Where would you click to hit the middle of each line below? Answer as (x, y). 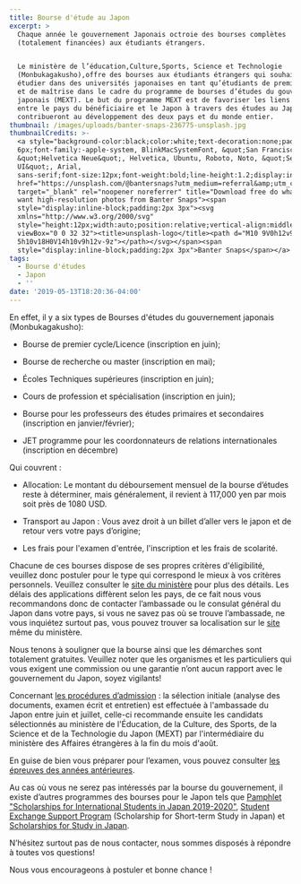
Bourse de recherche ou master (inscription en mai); (119, 361)
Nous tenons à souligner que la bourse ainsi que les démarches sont (136, 649)
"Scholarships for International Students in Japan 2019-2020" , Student (140, 806)
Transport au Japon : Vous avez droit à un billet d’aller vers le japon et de (157, 521)
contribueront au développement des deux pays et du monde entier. (146, 117)
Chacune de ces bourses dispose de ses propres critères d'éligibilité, (137, 565)
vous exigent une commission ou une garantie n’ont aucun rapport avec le (146, 668)
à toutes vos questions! (52, 852)
